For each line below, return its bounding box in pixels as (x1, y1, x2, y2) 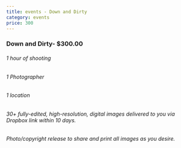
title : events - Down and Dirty (6, 8, 87, 15)
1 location (6, 92, 30, 99)
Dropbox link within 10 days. (6, 116, 76, 123)
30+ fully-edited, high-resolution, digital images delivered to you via (6, 110, 176, 117)
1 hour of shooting (6, 55, 51, 62)
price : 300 (6, 20, 34, 26)
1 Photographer (6, 73, 44, 80)
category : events (6, 14, 50, 20)
